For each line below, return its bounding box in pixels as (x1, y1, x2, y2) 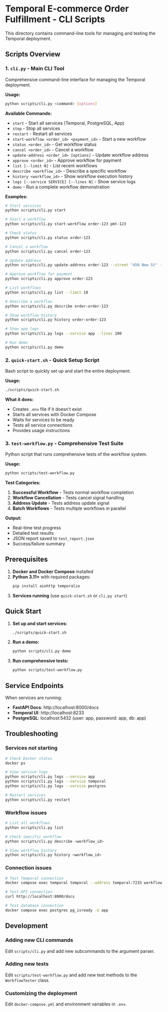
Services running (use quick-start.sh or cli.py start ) (12, 592, 127, 598)
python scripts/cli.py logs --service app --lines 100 (5, 331, 122, 336)
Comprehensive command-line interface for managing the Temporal (5, 76, 145, 83)
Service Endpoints (5, 682, 64, 690)
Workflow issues (5, 809, 47, 816)
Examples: (5, 193, 27, 199)
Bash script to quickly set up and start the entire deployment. (5, 368, 131, 374)
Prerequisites (5, 555, 48, 564)
